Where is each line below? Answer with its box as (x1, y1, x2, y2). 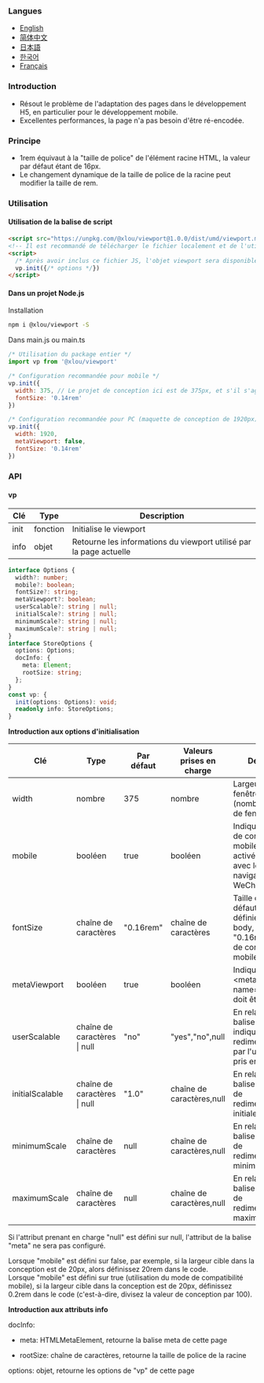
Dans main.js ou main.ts (8, 335, 86, 345)
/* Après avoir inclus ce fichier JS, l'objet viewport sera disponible (15, 257, 258, 264)
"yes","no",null (170, 1031, 225, 1042)
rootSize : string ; (22, 669, 82, 677)
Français (19, 61, 48, 71)
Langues (8, 6, 42, 17)
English (19, 24, 44, 33)
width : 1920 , (15, 431, 58, 438)
